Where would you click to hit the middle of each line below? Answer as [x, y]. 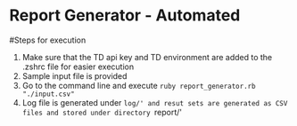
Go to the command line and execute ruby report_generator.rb [139, 85]
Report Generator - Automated [125, 16]
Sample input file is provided [74, 75]
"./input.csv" [48, 94]
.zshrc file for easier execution [78, 67]
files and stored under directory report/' [102, 112]
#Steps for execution [48, 40]
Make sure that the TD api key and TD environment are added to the [147, 57]
